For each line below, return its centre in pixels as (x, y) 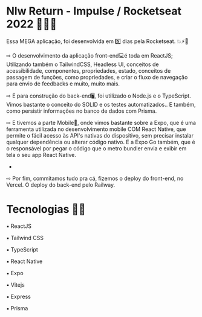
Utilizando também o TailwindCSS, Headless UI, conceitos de (83, 64)
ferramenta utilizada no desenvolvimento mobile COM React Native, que (96, 129)
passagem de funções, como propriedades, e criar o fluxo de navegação (97, 77)
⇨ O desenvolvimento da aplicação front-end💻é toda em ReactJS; (90, 55)
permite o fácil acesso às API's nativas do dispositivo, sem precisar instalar (100, 135)
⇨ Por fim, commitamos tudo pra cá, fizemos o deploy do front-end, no (95, 178)
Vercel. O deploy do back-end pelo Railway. (61, 185)
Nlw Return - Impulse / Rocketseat (94, 11)
